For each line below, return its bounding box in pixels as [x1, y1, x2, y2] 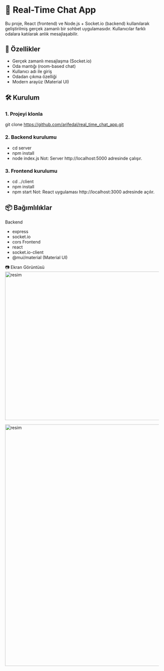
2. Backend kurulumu [5, 134, 57, 141]
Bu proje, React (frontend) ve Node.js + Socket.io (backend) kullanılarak [5, 20, 150, 26]
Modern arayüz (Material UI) [12, 79, 69, 84]
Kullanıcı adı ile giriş [12, 68, 52, 74]
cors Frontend [12, 239, 41, 244]
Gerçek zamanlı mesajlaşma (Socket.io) [12, 58, 92, 64]
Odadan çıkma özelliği [12, 73, 57, 80]
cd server [12, 145, 32, 151]
